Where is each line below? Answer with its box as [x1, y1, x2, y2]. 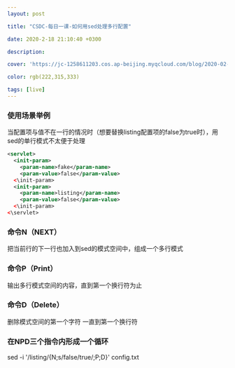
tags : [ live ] [7, 86, 45, 93]
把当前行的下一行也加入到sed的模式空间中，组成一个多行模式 [7, 245, 184, 253]
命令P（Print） [7, 264, 57, 273]
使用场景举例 [7, 110, 51, 120]
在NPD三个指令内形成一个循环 [7, 336, 109, 346]
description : [7, 48, 45, 55]
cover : [7, 61, 27, 68]
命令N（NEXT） [7, 227, 62, 237]
